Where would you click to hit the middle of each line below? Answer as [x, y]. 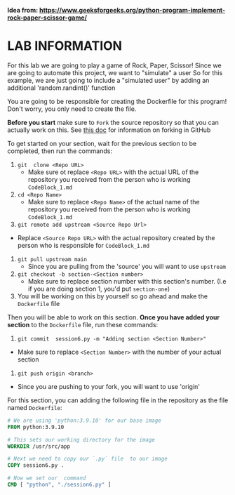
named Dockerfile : [35, 407]
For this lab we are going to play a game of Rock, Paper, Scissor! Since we [115, 65]
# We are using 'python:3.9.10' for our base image [84, 421]
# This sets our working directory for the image [81, 440]
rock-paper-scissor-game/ [47, 18]
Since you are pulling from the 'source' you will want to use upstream [127, 266]
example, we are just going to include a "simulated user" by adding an [108, 80]
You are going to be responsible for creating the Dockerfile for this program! [117, 101]
